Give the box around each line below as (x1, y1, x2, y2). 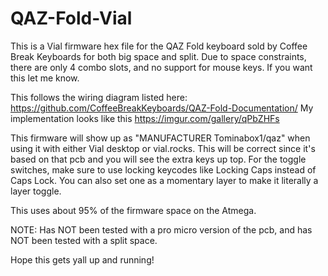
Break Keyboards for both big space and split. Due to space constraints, (10, 50, 307, 62)
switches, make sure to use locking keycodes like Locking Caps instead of (10, 163, 317, 176)
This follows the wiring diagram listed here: (10, 91, 188, 103)
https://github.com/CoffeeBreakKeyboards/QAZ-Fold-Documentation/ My (10, 102, 314, 114)
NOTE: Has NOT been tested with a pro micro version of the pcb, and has (10, 223, 313, 236)
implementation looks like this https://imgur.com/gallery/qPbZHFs (10, 112, 280, 124)
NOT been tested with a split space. (10, 234, 158, 246)
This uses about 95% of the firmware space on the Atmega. (10, 204, 257, 216)
